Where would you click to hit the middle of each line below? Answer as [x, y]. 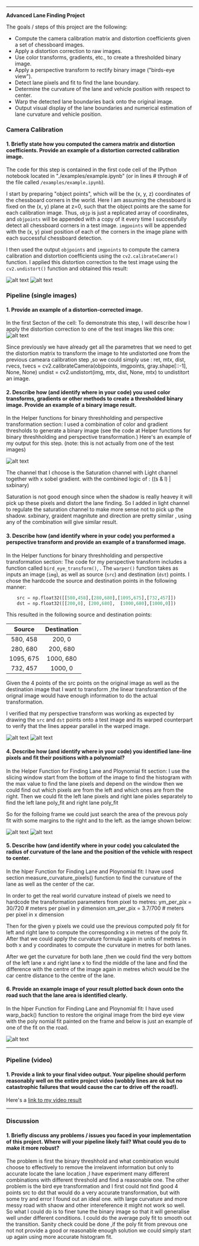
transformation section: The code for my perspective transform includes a [96, 561]
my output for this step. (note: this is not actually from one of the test [90, 443]
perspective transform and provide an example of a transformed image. [96, 542]
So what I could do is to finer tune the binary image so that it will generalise [98, 1212]
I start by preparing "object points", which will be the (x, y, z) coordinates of [98, 194]
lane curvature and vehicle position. [58, 114]
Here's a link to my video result [44, 1100]
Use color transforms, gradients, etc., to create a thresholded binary [98, 57]
